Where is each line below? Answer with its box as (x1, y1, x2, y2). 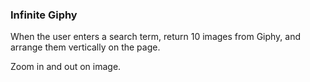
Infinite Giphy (10, 8, 78, 22)
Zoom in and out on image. (10, 61, 122, 73)
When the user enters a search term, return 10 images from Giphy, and (10, 31, 302, 43)
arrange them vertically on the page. (10, 41, 161, 53)
